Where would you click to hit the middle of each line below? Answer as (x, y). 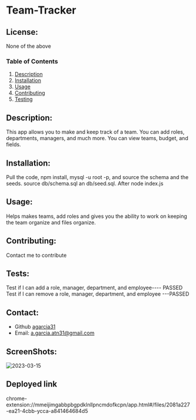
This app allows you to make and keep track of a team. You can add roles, (95, 132)
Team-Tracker (41, 10)
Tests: (18, 274)
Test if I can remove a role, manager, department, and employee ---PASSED (98, 294)
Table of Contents (32, 61)
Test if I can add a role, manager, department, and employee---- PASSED (94, 288)
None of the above (29, 46)
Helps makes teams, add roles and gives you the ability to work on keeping (97, 216)
